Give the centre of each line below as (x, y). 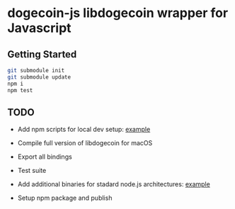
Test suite (32, 171)
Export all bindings (45, 157)
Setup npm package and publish (65, 198)
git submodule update (39, 77)
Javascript (40, 28)
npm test (20, 90)
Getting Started (42, 54)
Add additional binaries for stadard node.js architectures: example (114, 184)
